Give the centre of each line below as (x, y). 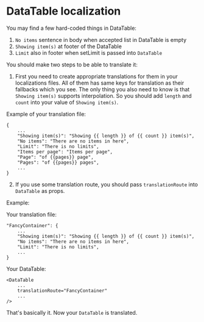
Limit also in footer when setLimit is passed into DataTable (89, 52)
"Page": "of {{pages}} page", (56, 157)
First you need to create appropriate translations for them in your (96, 76)
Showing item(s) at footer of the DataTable (68, 46)
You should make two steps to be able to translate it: (72, 65)
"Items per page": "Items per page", (65, 152)
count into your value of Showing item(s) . (67, 102)
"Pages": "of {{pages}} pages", (58, 163)
